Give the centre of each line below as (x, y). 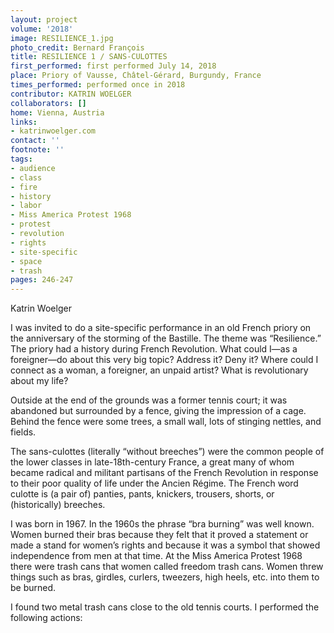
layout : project (44, 19)
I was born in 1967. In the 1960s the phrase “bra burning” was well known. (162, 524)
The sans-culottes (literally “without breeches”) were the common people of (167, 452)
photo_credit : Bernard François (77, 47)
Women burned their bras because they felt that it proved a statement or (159, 535)
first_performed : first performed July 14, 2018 (113, 66)
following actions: (46, 618)
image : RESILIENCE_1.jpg (62, 38)
